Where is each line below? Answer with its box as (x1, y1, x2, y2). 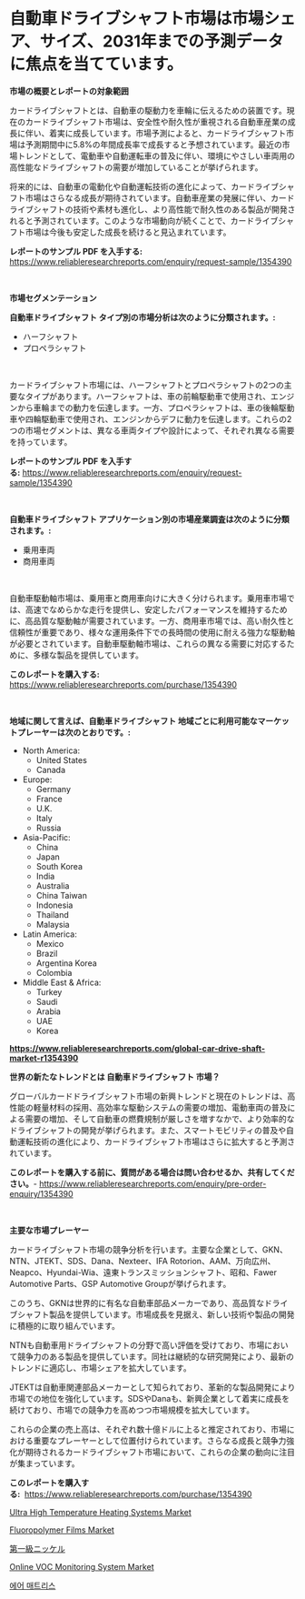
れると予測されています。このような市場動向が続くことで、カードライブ (9, 215, 279, 226)
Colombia (35, 967, 73, 978)
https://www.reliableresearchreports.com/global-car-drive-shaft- (9, 1042, 266, 1053)
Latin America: (22, 929, 77, 940)
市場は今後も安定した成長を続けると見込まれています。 (25, 226, 231, 237)
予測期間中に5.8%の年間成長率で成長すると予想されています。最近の (25, 138, 283, 150)
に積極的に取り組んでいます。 (9, 1320, 120, 1331)
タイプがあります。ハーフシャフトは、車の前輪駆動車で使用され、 (25, 390, 271, 401)
